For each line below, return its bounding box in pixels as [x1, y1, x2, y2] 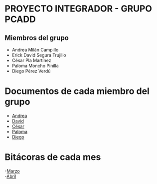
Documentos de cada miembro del [4, 85, 150, 97]
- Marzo [4, 168, 20, 174]
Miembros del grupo [4, 33, 69, 42]
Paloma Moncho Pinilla [11, 63, 59, 68]
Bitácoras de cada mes [4, 151, 101, 163]
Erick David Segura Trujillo [11, 52, 66, 58]
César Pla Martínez [11, 57, 51, 63]
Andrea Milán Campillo [11, 47, 59, 52]
